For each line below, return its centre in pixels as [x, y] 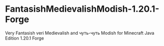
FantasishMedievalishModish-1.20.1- [82, 9]
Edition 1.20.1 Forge [25, 38]
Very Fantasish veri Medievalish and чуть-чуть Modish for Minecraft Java [80, 33]
